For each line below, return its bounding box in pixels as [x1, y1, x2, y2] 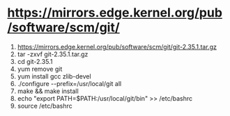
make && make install [17, 87, 79, 95]
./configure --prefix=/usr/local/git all [17, 79, 122, 88]
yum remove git [17, 65, 63, 73]
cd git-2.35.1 [17, 57, 53, 65]
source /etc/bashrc [17, 101, 72, 110]
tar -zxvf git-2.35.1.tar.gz [17, 50, 89, 58]
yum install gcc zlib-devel [17, 72, 92, 81]
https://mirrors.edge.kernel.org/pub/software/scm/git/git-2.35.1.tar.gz [17, 42, 217, 51]
